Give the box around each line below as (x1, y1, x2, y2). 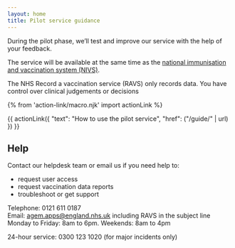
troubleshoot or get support (17, 190, 100, 199)
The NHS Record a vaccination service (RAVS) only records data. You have (7, 79, 227, 87)
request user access (17, 175, 78, 183)
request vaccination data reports (17, 183, 114, 191)
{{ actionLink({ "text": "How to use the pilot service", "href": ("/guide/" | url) (7, 114, 229, 123)
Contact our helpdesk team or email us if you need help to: (7, 161, 179, 170)
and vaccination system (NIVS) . (7, 65, 100, 74)
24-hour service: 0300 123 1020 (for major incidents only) (7, 232, 178, 242)
